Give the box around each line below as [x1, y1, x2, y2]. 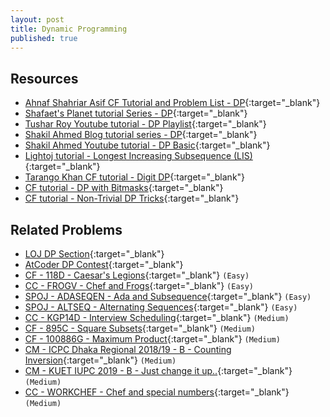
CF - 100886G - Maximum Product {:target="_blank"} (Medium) [24, 333, 281, 345]
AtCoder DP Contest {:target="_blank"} [24, 259, 184, 270]
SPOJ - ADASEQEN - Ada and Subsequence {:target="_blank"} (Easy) [24, 291, 312, 302]
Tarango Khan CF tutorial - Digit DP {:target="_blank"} [24, 171, 246, 183]
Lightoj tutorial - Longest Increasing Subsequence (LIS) [24, 150, 253, 162]
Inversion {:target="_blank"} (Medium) [24, 354, 177, 366]
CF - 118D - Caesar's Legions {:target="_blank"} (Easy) [24, 269, 250, 281]
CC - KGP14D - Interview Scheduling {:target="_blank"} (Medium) [24, 312, 290, 323]
